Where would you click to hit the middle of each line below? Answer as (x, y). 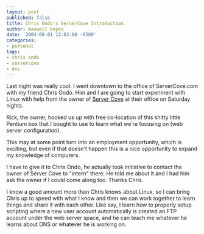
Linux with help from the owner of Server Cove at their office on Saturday (98, 99)
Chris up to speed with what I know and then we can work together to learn (101, 199)
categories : (21, 40)
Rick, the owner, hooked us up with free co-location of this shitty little (93, 117)
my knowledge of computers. (43, 155)
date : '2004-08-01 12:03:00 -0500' (51, 35)
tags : (13, 52)
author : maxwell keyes (35, 29)
